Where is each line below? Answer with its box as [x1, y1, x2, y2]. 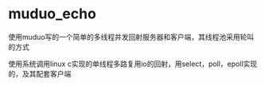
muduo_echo [8, 5, 97, 23]
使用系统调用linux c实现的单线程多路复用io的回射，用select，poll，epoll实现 [8, 59, 258, 68]
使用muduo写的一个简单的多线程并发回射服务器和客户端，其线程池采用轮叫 [8, 32, 255, 41]
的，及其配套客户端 [8, 68, 72, 78]
